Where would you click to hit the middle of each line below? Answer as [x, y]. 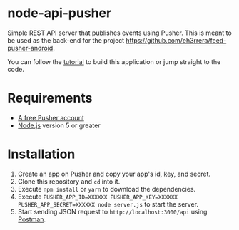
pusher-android [30, 48]
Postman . [32, 219]
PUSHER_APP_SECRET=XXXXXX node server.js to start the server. [108, 204]
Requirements [50, 98]
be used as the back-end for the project [66, 40]
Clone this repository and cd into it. [69, 181]
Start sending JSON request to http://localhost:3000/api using [112, 211]
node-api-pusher [60, 13]
